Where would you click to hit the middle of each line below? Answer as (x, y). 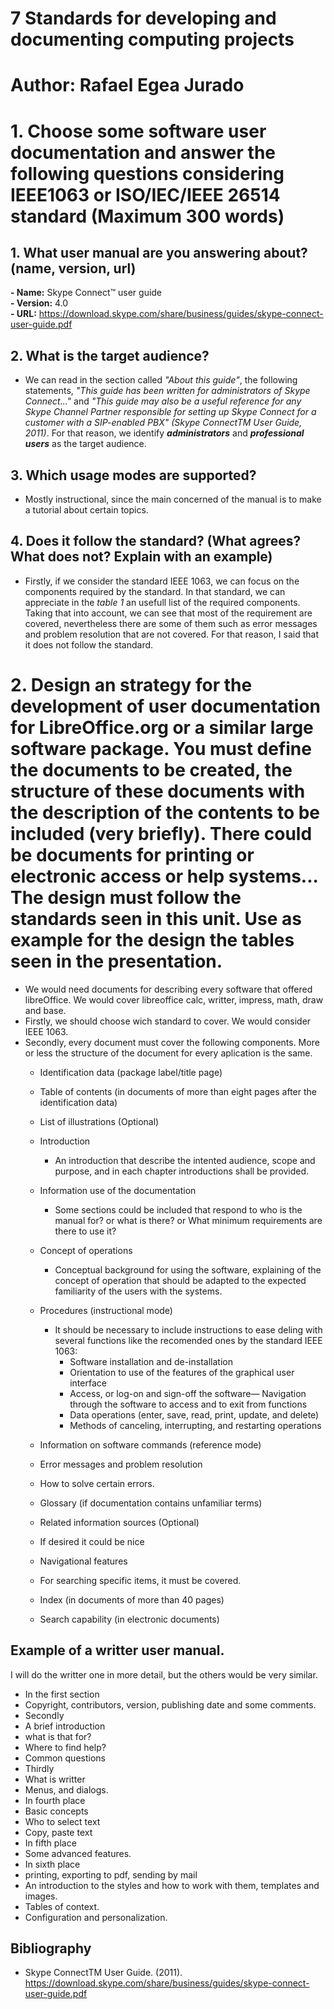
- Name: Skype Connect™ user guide (86, 293)
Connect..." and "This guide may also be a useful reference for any (163, 401)
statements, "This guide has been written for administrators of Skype (167, 391)
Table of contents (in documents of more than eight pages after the (178, 1091)
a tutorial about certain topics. (86, 510)
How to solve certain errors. (97, 1483)
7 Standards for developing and (143, 18)
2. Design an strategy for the (131, 685)
